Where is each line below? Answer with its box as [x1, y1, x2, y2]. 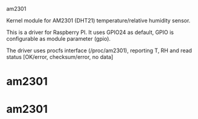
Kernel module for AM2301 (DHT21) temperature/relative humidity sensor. [6, 17, 191, 24]
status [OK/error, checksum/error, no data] [6, 53, 114, 60]
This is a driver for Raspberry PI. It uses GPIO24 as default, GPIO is [6, 29, 174, 36]
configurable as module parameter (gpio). [6, 35, 111, 42]
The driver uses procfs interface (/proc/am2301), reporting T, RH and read [6, 47, 193, 54]
